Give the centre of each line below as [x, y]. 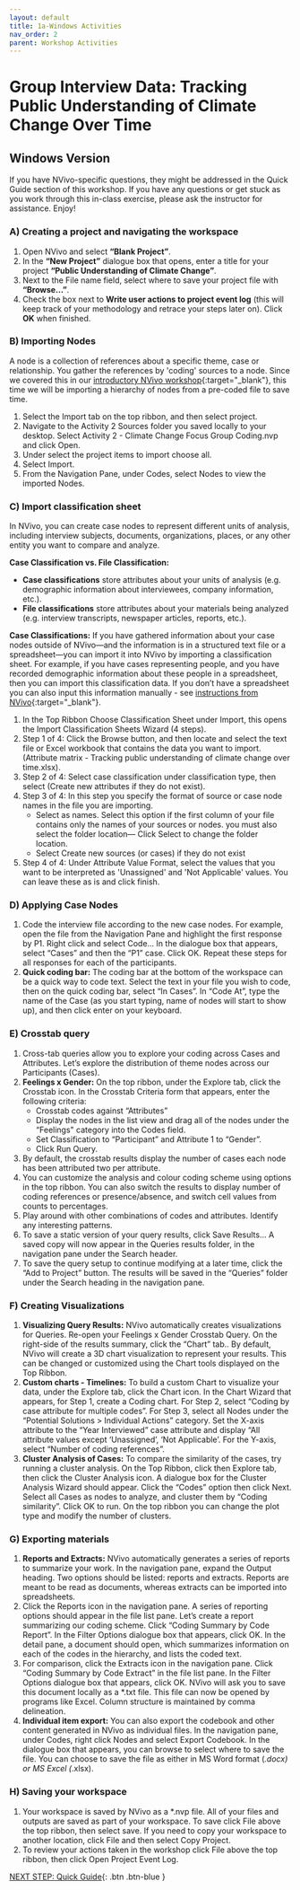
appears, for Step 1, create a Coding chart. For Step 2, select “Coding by [156, 1402]
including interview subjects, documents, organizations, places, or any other [150, 536]
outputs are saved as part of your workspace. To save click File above [151, 1821]
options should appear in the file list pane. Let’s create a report [137, 1616]
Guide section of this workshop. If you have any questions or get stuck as [145, 189]
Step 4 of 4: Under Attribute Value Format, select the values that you [149, 863]
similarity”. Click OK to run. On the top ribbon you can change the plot [151, 1507]
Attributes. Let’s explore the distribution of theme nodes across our [146, 1063]
